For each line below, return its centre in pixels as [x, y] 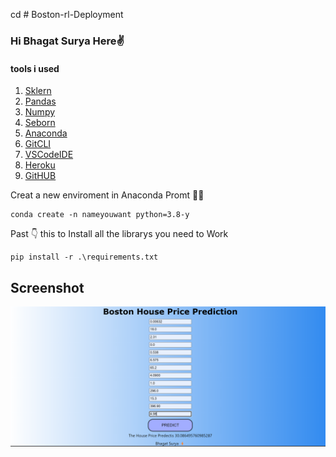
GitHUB [40, 176]
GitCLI [38, 144]
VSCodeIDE [49, 155]
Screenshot [47, 287]
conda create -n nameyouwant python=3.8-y [100, 215]
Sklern [38, 91]
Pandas [40, 101]
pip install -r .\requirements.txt [84, 257]
